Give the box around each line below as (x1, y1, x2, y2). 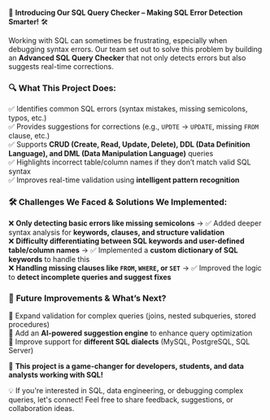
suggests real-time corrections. (8, 62, 114, 71)
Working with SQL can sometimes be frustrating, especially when (8, 36, 228, 45)
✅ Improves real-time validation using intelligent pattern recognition (8, 175, 240, 185)
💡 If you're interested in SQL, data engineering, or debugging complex (8, 385, 244, 395)
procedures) (8, 319, 50, 329)
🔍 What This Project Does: (8, 82, 116, 94)
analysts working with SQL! (8, 370, 103, 379)
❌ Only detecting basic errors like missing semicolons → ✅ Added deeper (8, 218, 262, 228)
